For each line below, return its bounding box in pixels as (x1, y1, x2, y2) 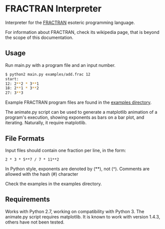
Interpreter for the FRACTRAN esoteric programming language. (5, 19, 135, 25)
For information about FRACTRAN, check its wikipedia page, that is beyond (5, 29, 160, 35)
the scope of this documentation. (5, 34, 73, 40)
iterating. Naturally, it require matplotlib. (5, 120, 86, 126)
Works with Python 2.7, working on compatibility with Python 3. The (5, 208, 144, 215)
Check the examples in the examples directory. (5, 181, 102, 187)
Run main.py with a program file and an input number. (5, 62, 116, 68)
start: (5, 76, 19, 81)
